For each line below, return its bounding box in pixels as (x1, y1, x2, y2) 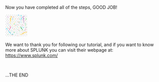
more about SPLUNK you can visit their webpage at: (5, 47, 114, 53)
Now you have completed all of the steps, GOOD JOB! (5, 5, 118, 10)
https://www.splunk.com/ (5, 53, 58, 58)
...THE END (5, 72, 29, 78)
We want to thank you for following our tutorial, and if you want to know (5, 42, 154, 48)
